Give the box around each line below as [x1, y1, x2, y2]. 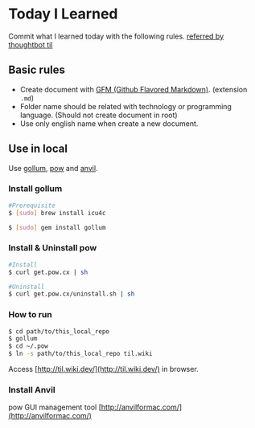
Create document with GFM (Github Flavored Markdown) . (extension [19, 84, 248, 94]
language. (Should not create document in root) [19, 110, 179, 120]
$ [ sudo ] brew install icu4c [8, 209, 106, 217]
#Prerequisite [8, 202, 56, 210]
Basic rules [8, 63, 66, 77]
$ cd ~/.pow [8, 342, 48, 350]
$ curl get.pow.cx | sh [8, 268, 88, 276]
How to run [8, 309, 52, 320]
